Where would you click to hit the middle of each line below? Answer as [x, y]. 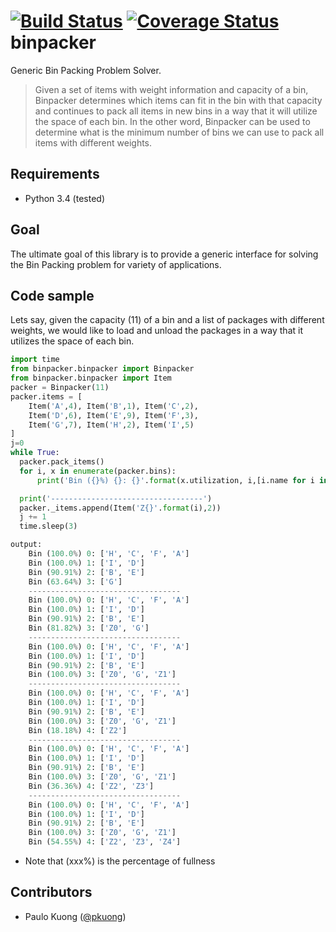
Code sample [52, 295]
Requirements [55, 174]
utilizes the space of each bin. [72, 341]
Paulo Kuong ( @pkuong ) [75, 916]
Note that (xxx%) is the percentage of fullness [120, 861]
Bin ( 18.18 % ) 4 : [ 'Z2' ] [78, 730]
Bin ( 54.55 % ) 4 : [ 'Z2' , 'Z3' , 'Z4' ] [105, 842]
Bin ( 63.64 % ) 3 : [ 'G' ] [75, 581]
